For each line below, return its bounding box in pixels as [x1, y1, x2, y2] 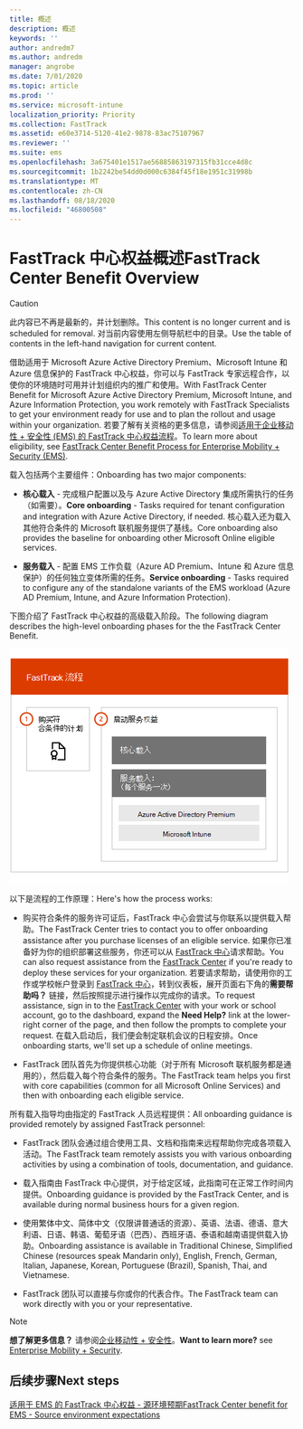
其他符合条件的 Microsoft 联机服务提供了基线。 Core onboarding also [22, 523, 279, 534]
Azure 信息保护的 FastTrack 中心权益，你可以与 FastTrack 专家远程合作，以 [9, 368, 290, 379]
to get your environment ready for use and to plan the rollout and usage [9, 409, 276, 420]
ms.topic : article [9, 81, 79, 90]
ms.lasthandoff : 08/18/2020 [9, 195, 116, 205]
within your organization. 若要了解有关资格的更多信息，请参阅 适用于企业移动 [9, 420, 294, 431]
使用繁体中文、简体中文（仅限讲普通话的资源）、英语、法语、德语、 [22, 1217, 273, 1229]
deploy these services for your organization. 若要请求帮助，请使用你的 [22, 968, 285, 979]
